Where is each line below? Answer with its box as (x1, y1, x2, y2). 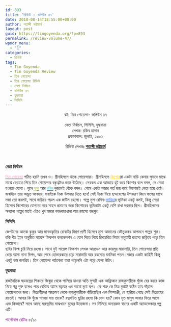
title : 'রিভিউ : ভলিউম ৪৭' (5, 12, 54, 17)
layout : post (5, 27, 33, 32)
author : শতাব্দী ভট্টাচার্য (5, 21, 42, 27)
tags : (5, 60, 17, 65)
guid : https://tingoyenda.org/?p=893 (5, 31, 85, 36)
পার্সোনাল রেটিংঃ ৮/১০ (5, 317, 37, 323)
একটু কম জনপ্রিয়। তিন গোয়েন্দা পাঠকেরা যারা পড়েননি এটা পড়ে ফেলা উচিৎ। (5, 257, 115, 263)
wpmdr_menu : (5, 41, 31, 46)
